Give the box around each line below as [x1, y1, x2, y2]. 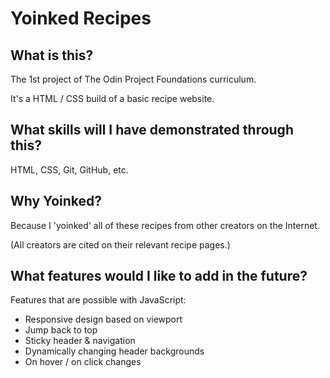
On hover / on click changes [24, 356, 142, 368]
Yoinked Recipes [10, 7, 152, 30]
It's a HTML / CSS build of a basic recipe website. [10, 93, 215, 104]
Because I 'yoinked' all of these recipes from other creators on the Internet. [10, 219, 320, 231]
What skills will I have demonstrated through [10, 122, 294, 139]
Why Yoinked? [10, 193, 103, 210]
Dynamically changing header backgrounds [24, 345, 205, 357]
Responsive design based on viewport [24, 313, 183, 326]
